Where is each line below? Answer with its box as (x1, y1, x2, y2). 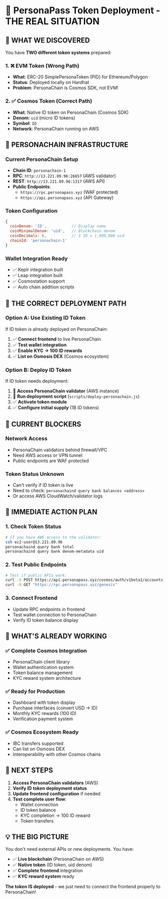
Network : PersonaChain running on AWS (12, 126, 100, 132)
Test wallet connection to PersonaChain (12, 612, 97, 618)
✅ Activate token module (12, 399, 67, 405)
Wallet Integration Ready (5, 255, 68, 262)
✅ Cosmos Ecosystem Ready (5, 728, 79, 736)
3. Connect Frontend (5, 594, 58, 601)
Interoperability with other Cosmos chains (12, 751, 101, 757)
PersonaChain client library (12, 659, 70, 665)
